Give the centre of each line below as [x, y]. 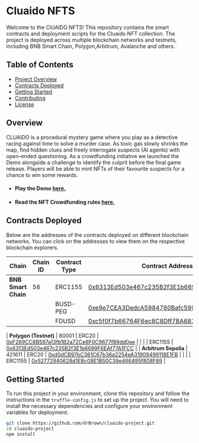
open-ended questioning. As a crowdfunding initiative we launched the [93, 156]
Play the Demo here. [40, 188]
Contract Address [167, 266]
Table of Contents [40, 65]
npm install [21, 434]
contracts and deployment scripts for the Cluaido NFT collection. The [91, 33]
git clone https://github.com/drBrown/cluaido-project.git [81, 423]
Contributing [30, 98]
